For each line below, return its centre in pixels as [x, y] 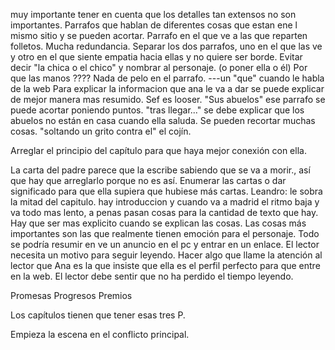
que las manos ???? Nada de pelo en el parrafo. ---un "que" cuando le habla [167, 78]
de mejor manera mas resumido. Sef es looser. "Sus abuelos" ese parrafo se [168, 99]
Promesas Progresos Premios [71, 295]
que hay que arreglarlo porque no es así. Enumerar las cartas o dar [148, 180]
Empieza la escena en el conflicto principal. [100, 334]
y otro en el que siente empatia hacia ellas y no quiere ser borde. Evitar [156, 57]
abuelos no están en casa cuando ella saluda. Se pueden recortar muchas [163, 120]
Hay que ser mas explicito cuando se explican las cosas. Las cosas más [158, 223]
